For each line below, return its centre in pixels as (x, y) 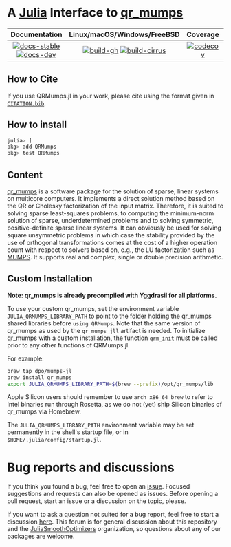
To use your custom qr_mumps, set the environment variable (93, 308)
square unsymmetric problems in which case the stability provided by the (111, 235)
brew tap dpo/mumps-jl (40, 371)
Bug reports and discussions (91, 468)
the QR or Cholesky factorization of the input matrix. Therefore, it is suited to (115, 206)
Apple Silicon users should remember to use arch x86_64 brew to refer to (110, 397)
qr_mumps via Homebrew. (44, 411)
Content (25, 174)
